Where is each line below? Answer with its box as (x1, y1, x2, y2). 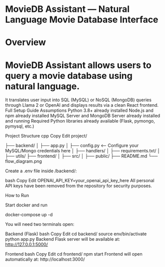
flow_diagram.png (5, 158, 42, 164)
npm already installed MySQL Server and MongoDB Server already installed (5, 113, 161, 119)
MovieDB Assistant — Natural (5, 3, 130, 15)
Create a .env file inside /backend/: (5, 168, 77, 174)
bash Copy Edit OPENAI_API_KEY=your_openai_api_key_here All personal (5, 178, 155, 184)
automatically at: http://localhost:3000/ (5, 257, 85, 263)
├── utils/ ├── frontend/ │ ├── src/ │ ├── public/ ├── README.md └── (5, 153, 158, 159)
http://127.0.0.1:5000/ (5, 242, 48, 248)
